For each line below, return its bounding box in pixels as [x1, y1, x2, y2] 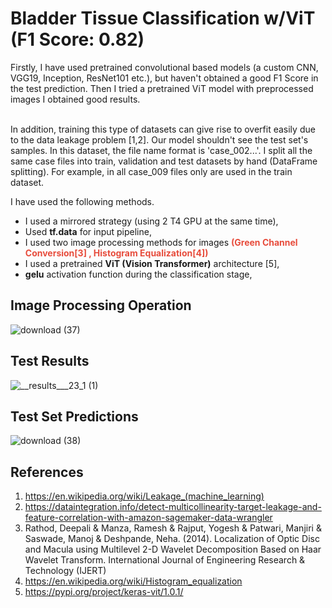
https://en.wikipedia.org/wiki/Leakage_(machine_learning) [24, 490, 265, 502]
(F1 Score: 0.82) [10, 28, 145, 51]
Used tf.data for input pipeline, [24, 225, 152, 237]
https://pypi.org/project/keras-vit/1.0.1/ [24, 586, 184, 598]
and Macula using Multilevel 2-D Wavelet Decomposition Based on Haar [24, 543, 322, 556]
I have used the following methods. [10, 195, 155, 207]
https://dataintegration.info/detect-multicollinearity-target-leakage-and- [24, 501, 322, 513]
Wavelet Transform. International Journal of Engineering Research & [24, 554, 306, 566]
